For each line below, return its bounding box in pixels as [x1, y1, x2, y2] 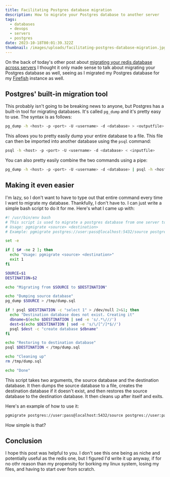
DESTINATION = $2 [5, 275, 37, 281]
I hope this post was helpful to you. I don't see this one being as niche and [5, 450, 160, 456]
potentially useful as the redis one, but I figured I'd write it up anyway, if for [5, 455, 162, 461]
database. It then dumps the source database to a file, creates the [5, 382, 143, 388]
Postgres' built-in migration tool [5, 90, 108, 99]
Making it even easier [5, 181, 74, 190]
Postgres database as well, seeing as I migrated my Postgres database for [5, 69, 160, 76]
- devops [10, 26, 28, 31]
